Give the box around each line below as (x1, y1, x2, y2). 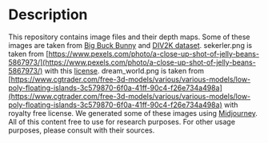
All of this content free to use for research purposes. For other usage (8, 117, 236, 126)
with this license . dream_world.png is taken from (44, 66, 204, 75)
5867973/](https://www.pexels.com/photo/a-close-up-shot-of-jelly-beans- (8, 58, 256, 67)
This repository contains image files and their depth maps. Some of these (8, 32, 250, 42)
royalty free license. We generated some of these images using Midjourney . (8, 108, 258, 117)
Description (8, 6, 88, 24)
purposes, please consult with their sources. (8, 125, 155, 135)
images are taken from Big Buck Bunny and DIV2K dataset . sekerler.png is (8, 40, 253, 50)
